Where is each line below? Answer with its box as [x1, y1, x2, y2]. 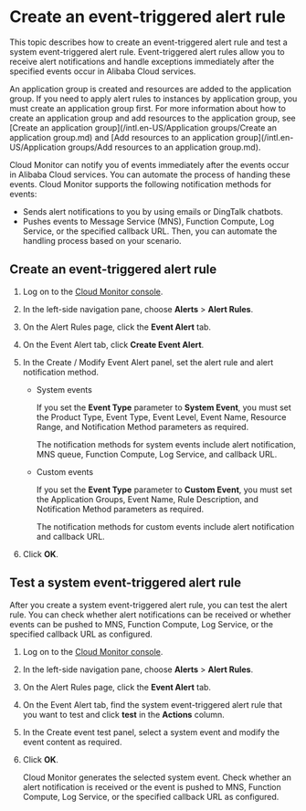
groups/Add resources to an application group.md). [68, 142, 261, 153]
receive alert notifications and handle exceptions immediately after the [9, 56, 275, 67]
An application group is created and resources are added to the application [9, 83, 292, 94]
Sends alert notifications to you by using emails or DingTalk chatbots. [22, 205, 283, 216]
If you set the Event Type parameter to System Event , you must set [36, 402, 292, 413]
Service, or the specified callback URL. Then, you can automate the [22, 226, 278, 237]
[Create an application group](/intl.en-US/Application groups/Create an [9, 121, 277, 133]
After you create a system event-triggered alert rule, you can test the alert [9, 599, 288, 610]
